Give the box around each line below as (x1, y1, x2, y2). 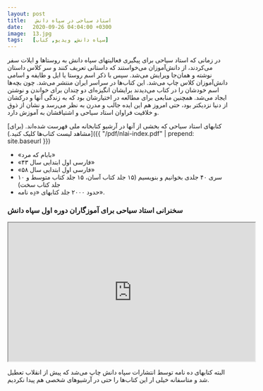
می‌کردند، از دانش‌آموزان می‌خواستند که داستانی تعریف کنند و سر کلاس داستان (7, 63, 213, 72)
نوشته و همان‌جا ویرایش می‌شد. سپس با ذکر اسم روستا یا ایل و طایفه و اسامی (7, 71, 212, 80)
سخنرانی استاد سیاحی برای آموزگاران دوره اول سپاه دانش (7, 206, 183, 216)
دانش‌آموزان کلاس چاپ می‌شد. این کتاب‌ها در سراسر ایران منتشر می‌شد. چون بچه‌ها (7, 78, 228, 87)
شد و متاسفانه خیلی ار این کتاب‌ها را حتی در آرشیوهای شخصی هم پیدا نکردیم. (7, 376, 209, 384)
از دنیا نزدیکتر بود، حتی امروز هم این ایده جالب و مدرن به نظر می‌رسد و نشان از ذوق (7, 101, 228, 109)
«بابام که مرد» (17, 151, 56, 159)
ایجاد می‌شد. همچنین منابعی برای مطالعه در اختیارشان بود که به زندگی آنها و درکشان (7, 93, 227, 102)
